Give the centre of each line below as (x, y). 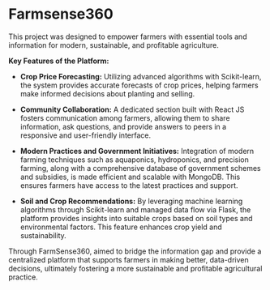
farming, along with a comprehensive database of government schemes (140, 168)
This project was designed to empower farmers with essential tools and (128, 36)
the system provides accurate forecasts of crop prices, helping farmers (139, 85)
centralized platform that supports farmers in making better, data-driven (129, 259)
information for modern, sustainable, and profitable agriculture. (114, 45)
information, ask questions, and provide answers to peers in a (123, 126)
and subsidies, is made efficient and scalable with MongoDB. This (130, 177)
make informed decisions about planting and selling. (107, 93)
